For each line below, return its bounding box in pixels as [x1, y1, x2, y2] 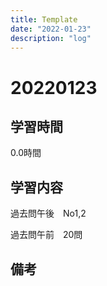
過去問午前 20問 [10, 229, 83, 241]
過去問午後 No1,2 [10, 207, 87, 220]
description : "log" [10, 33, 92, 43]
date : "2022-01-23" [10, 24, 92, 34]
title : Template [10, 14, 78, 25]
